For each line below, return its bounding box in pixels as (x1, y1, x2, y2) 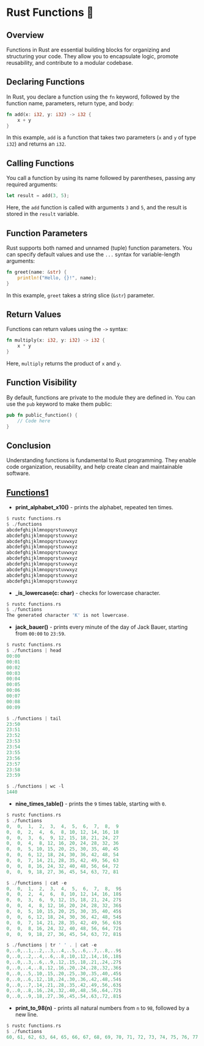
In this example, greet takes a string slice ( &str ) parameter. (6, 291, 155, 299)
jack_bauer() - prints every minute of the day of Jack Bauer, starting (15, 624, 188, 631)
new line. (15, 1011, 38, 1018)
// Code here (17, 417, 51, 424)
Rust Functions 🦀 (6, 6, 94, 20)
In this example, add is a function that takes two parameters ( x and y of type (6, 134, 197, 141)
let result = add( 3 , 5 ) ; (6, 193, 70, 199)
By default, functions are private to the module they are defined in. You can (6, 394, 195, 401)
